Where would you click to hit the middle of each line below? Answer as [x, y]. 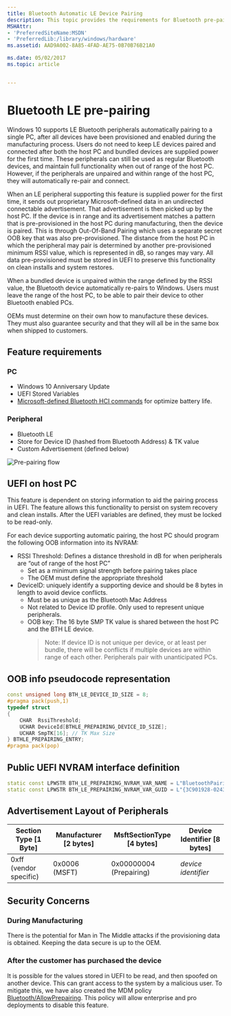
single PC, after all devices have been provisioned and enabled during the [112, 137]
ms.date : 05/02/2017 [37, 58]
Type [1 [29, 839]
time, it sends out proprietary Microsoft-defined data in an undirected [106, 201]
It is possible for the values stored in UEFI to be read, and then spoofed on [112, 975]
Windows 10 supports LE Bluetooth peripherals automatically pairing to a [110, 129]
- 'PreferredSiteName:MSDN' [47, 33]
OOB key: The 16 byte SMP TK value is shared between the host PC [123, 622]
